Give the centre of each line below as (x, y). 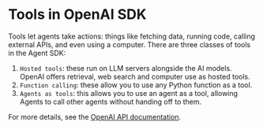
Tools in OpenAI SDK (77, 15)
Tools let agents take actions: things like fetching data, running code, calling (131, 36)
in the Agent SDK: (37, 53)
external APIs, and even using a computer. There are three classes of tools (130, 44)
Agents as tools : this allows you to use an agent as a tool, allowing (129, 93)
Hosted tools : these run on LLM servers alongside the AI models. (126, 68)
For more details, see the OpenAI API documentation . (95, 116)
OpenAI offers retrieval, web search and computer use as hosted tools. (135, 76)
